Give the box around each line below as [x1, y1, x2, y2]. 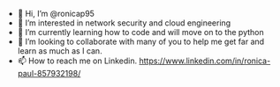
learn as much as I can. [17, 46, 103, 56]
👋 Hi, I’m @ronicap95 [17, 9, 95, 18]
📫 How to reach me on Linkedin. [17, 55, 138, 66]
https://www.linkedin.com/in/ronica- [139, 55, 271, 66]
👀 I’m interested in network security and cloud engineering [17, 18, 231, 28]
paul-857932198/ [17, 69, 81, 78]
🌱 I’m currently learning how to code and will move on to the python [17, 27, 264, 37]
